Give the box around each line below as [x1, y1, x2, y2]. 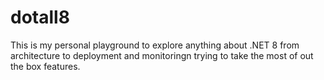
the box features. [10, 60, 81, 72]
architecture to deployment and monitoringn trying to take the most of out [10, 49, 314, 61]
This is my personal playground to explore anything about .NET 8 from [10, 39, 300, 51]
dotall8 [10, 6, 70, 29]
